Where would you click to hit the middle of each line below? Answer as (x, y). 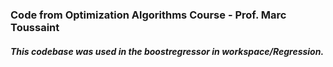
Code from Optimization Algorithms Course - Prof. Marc (148, 15)
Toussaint (35, 27)
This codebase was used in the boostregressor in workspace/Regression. (167, 51)
